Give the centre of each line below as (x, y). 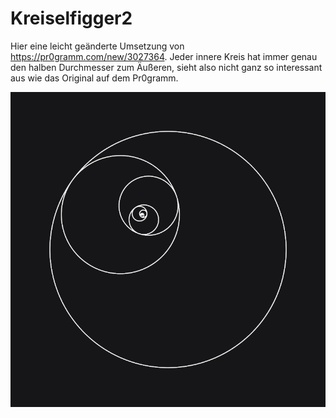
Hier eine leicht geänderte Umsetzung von (97, 46)
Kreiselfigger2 (71, 18)
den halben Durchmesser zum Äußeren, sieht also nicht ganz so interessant (166, 67)
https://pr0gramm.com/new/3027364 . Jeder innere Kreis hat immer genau (164, 56)
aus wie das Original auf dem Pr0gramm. (94, 78)
